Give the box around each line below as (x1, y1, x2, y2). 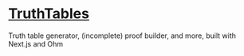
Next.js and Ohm (8, 39, 64, 48)
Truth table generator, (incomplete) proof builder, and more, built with (8, 31, 237, 40)
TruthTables (8, 5, 90, 23)
